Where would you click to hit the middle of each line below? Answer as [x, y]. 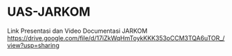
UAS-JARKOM [49, 12]
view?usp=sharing [33, 45]
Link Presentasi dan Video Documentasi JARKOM [77, 31]
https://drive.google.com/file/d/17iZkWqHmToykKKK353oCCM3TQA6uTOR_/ [116, 38]
